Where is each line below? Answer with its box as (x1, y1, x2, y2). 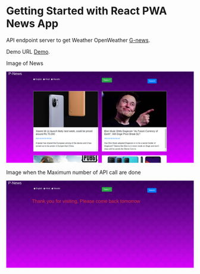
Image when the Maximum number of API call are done (6, 169, 141, 176)
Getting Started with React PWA (6, 4, 167, 18)
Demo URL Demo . (6, 48, 51, 55)
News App (6, 17, 58, 30)
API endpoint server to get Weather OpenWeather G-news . (6, 36, 151, 43)
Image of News (6, 60, 43, 67)
